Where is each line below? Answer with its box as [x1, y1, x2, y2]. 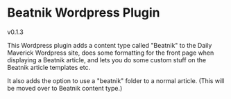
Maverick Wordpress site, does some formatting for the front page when [7, 48, 214, 57]
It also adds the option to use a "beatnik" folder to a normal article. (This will [7, 76, 225, 84]
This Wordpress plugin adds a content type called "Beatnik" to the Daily [7, 41, 212, 49]
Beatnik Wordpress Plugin [7, 5, 160, 21]
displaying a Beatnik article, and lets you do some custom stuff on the [7, 55, 207, 64]
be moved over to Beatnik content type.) [7, 84, 123, 92]
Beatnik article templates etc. [7, 63, 91, 71]
